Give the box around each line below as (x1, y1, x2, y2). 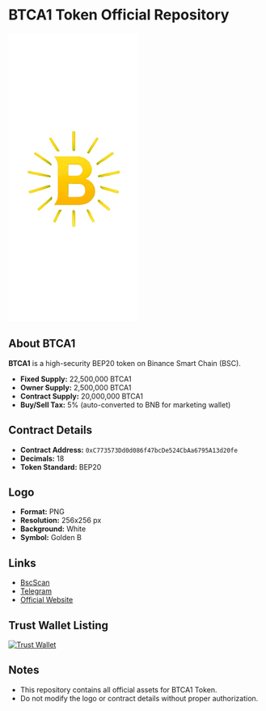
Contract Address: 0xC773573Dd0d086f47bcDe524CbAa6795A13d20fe (19, 445, 239, 454)
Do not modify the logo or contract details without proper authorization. (19, 693, 259, 703)
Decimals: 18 (19, 453, 65, 463)
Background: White (19, 524, 87, 534)
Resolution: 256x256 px (19, 516, 102, 526)
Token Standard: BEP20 (19, 462, 102, 471)
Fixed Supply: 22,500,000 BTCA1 (19, 374, 132, 384)
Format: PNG (19, 507, 65, 517)
